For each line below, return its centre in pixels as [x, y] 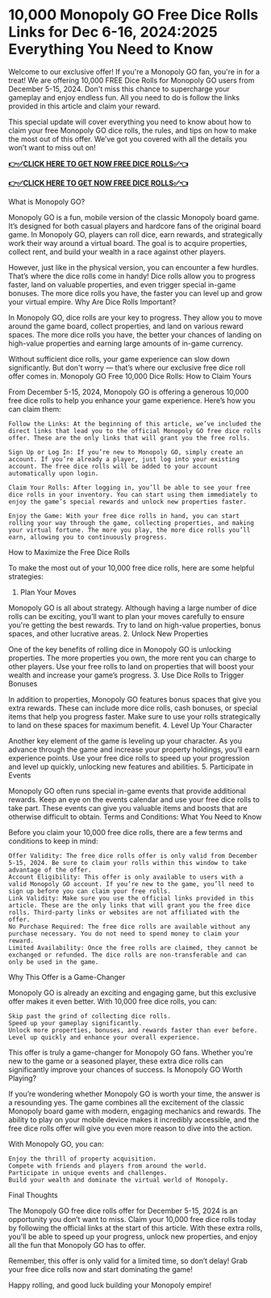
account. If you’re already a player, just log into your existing [124, 459]
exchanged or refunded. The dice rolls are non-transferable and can [128, 955]
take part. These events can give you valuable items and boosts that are [128, 808]
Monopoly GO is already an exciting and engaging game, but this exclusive [132, 992]
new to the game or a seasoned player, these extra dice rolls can [116, 1061]
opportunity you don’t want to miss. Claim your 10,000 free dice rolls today [132, 1219]
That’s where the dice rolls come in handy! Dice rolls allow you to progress [132, 276]
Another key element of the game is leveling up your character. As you [125, 740]
